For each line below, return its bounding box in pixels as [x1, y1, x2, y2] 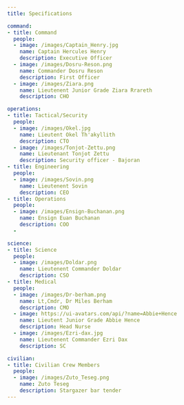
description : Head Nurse [19, 324, 91, 330]
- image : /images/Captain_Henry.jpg [13, 42, 119, 49]
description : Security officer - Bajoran [19, 157, 140, 164]
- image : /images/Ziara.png [13, 80, 94, 87]
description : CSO [19, 272, 70, 279]
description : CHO [19, 93, 70, 100]
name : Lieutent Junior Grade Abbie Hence [19, 317, 140, 324]
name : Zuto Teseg [19, 381, 70, 388]
